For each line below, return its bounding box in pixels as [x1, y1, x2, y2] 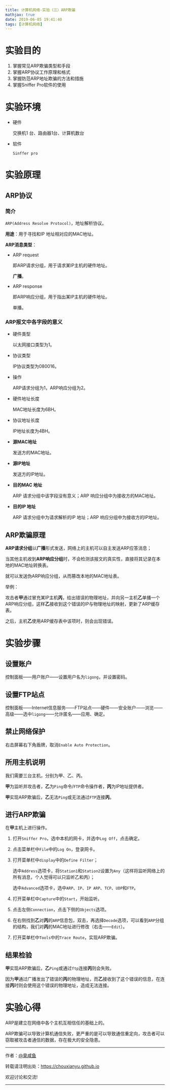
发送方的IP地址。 [12, 471, 48, 477]
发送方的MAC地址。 [12, 450, 54, 456]
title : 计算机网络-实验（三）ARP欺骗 [5, 7, 76, 13]
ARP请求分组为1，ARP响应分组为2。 [12, 385, 89, 391]
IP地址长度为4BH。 [12, 428, 53, 434]
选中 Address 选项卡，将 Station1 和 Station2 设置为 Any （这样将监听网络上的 [12, 868, 165, 874]
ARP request [12, 252, 39, 258]
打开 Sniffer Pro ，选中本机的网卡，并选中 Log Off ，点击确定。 [12, 836, 143, 842]
